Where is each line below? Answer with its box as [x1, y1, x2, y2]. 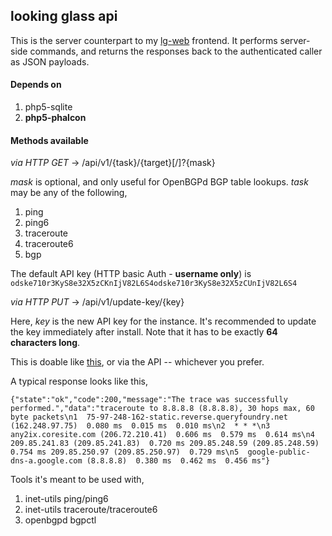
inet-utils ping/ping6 [24, 493, 109, 505]
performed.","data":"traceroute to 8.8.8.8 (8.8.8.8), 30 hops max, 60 [10, 404, 315, 414]
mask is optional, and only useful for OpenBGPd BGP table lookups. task [10, 176, 309, 188]
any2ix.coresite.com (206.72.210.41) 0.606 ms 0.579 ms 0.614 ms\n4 [10, 430, 315, 440]
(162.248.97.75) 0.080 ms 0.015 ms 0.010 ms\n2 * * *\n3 [10, 421, 271, 431]
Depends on [10, 79, 62, 91]
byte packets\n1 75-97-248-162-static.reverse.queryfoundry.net [10, 412, 288, 423]
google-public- [247, 447, 311, 458]
